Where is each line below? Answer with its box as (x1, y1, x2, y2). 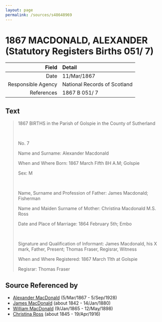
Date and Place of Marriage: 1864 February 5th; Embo (17, 221, 132, 227)
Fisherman (17, 196, 41, 202)
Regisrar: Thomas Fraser (17, 266, 70, 272)
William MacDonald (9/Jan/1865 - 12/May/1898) (12, 306, 113, 312)
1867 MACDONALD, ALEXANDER (5, 34, 148, 46)
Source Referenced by (5, 281, 78, 290)
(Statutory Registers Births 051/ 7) (5, 45, 154, 57)
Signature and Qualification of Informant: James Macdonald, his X (17, 241, 157, 247)
